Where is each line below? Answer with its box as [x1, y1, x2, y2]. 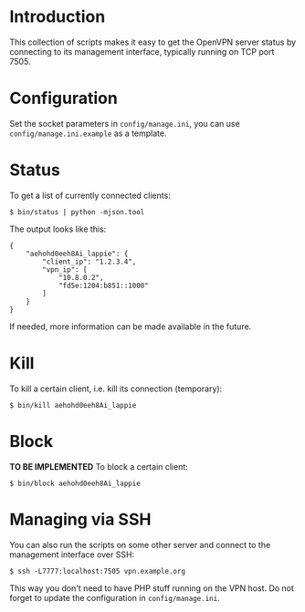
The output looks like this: [9, 223, 107, 234]
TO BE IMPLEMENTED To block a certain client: [9, 461, 189, 472]
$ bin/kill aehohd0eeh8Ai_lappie [9, 400, 137, 410]
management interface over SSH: [9, 549, 135, 560]
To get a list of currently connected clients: [9, 190, 171, 201]
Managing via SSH [9, 509, 152, 530]
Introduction [9, 6, 106, 27]
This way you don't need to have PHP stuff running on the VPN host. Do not [9, 582, 295, 594]
